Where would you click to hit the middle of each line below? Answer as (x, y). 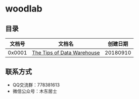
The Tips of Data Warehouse (66, 53)
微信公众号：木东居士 (35, 91)
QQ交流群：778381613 (36, 85)
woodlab (24, 9)
